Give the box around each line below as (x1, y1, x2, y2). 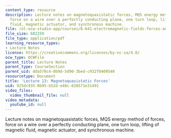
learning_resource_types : (5, 41, 60, 46)
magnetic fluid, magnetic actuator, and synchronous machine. (5, 127, 135, 133)
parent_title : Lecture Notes (5, 60, 67, 65)
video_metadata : (5, 97, 40, 102)
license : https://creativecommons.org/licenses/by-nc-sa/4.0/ (5, 50, 140, 55)
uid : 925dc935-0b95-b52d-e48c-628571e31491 (5, 83, 99, 88)
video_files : (5, 88, 33, 93)
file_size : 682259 (5, 31, 44, 36)
